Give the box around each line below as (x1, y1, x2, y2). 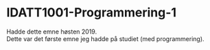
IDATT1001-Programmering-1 (6, 5, 176, 21)
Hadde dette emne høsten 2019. (6, 27, 97, 36)
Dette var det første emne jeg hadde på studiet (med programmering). (6, 34, 205, 42)
